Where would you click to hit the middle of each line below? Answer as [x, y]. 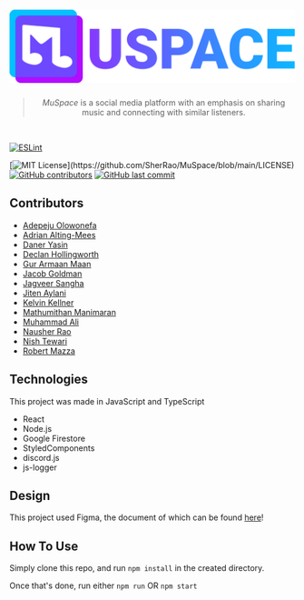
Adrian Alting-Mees [59, 235]
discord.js [41, 457]
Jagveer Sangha [53, 283]
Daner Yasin [45, 245]
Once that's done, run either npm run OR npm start [103, 585]
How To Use [44, 546]
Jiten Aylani [44, 293]
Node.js [37, 428]
